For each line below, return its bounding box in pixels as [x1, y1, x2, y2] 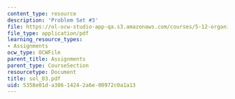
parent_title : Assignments [7, 56, 86, 63]
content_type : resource [7, 10, 77, 17]
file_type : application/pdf [7, 29, 90, 37]
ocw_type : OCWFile [7, 49, 61, 56]
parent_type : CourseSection [7, 62, 90, 69]
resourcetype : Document [7, 68, 77, 75]
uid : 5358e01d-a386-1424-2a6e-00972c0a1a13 [7, 82, 136, 89]
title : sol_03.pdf [7, 75, 61, 82]
